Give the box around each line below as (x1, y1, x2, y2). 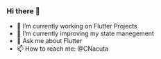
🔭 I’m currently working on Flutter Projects (16, 22, 137, 31)
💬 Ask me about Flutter (16, 37, 83, 45)
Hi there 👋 (6, 6, 41, 16)
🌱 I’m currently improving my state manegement (16, 29, 154, 37)
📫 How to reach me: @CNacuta (16, 44, 109, 53)
